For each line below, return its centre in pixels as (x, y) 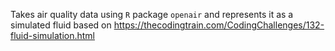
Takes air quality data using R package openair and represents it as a (152, 14)
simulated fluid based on (61, 25)
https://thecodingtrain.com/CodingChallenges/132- (219, 25)
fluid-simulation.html (53, 35)
